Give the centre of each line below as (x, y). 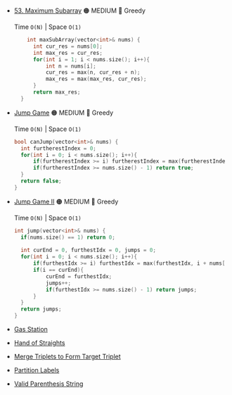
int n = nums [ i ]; (71, 66)
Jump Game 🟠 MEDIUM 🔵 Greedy (64, 113)
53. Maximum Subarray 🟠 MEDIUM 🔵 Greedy (80, 11)
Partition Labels (37, 370)
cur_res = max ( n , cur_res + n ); (93, 73)
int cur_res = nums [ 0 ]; (68, 46)
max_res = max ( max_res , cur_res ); (96, 79)
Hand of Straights (39, 343)
